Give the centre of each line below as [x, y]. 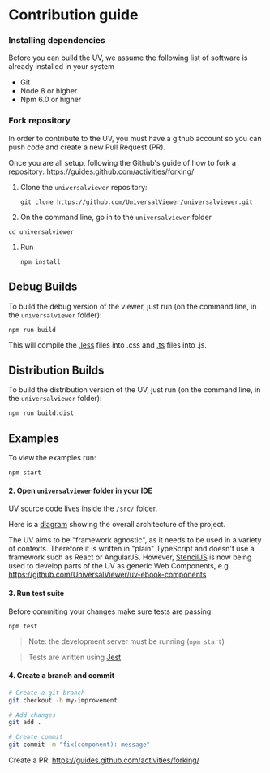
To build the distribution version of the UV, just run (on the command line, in [135, 390]
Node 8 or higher [49, 91]
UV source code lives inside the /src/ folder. [83, 508]
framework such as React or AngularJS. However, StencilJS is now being [130, 557]
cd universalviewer [41, 232]
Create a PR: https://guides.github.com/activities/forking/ [104, 760]
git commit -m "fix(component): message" [79, 745]
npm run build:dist [41, 413]
